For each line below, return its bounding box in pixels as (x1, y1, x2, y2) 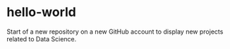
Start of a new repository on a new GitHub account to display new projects (6, 27, 224, 36)
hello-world (6, 4, 77, 20)
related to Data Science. (6, 34, 77, 43)
